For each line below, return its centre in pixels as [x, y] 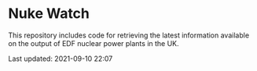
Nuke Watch [49, 14]
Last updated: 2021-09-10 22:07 [61, 59]
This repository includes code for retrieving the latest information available [129, 35]
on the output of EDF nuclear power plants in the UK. [94, 43]
